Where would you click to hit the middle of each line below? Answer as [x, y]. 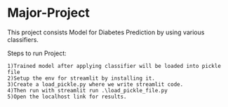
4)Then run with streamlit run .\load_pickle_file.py [88, 90]
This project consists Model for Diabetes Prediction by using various [106, 32]
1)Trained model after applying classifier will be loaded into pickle [114, 66]
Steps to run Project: [37, 53]
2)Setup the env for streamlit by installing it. [81, 78]
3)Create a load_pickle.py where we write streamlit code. [95, 84]
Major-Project [48, 13]
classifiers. [23, 39]
